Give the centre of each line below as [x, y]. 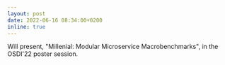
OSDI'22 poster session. [43, 54]
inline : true [27, 27]
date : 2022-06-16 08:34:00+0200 [55, 20]
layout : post [27, 14]
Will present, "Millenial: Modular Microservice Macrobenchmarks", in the [113, 47]
